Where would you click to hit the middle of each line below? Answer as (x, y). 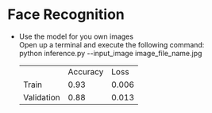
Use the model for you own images (76, 36)
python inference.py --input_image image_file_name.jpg (110, 53)
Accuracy (86, 71)
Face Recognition (66, 15)
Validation (41, 97)
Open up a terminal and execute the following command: (112, 44)
